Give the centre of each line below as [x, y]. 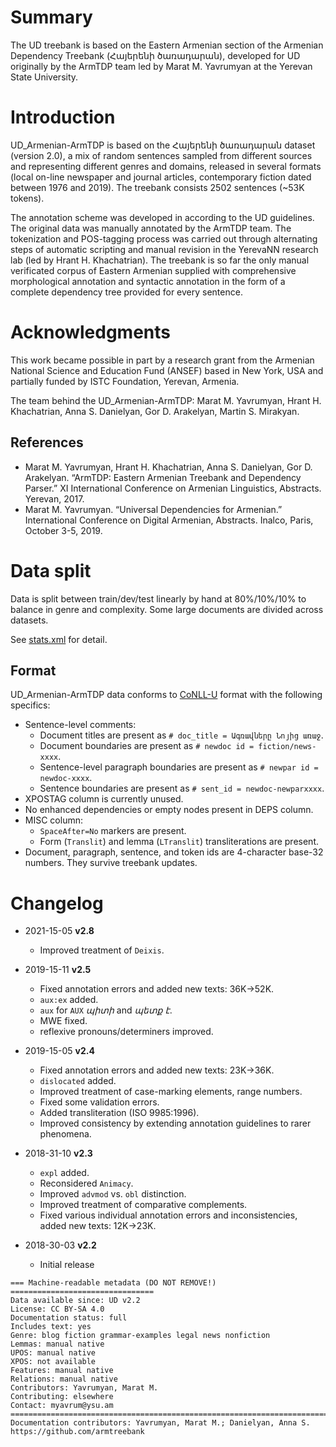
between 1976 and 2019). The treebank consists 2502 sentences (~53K [157, 187]
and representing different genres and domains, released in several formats [166, 166]
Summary [51, 17]
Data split [51, 570]
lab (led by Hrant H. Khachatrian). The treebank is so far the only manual [160, 260]
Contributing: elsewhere [62, 1397]
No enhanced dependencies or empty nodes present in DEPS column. [169, 810]
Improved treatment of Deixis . [102, 950]
